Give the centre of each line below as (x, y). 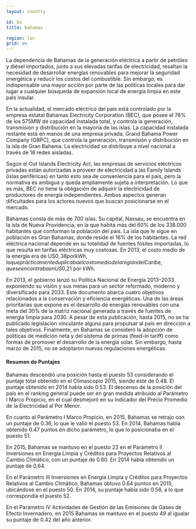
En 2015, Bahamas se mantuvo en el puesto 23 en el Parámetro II (84, 447)
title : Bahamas (25, 28)
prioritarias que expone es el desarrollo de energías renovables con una (93, 305)
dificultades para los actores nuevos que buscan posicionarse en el (87, 201)
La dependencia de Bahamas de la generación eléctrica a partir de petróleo (97, 60)
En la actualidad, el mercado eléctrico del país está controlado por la (89, 109)
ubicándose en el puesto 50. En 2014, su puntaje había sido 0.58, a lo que (95, 490)
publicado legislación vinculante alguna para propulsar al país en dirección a (98, 323)
